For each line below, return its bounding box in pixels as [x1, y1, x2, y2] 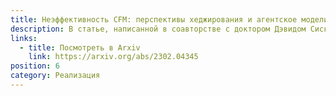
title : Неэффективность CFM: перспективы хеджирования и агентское [10, 14, 298, 25]
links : [10, 33, 38, 43]
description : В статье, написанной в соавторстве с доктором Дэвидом [10, 24, 307, 34]
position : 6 [10, 61, 60, 71]
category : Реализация [10, 71, 101, 81]
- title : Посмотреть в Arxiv [19, 42, 141, 53]
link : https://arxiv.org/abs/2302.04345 [28, 52, 199, 62]
